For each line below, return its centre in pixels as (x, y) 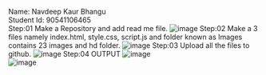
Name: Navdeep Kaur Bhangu (57, 12)
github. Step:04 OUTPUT (65, 54)
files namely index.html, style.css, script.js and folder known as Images (125, 37)
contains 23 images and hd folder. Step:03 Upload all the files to (129, 45)
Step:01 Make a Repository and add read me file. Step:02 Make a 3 (133, 28)
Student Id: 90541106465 (50, 20)
